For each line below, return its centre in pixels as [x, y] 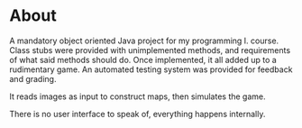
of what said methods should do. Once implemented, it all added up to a [143, 59]
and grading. [33, 78]
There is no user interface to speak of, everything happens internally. [137, 114]
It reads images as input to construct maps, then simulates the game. [137, 96]
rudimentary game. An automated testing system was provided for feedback [151, 69]
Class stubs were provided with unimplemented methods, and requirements [150, 50]
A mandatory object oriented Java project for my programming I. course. [144, 41]
